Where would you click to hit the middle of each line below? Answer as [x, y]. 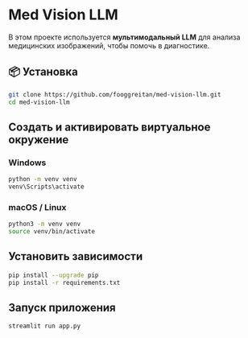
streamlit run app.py [45, 326]
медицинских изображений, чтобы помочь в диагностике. [109, 45]
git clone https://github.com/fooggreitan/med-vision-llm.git [115, 94]
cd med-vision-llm [39, 102]
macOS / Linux [37, 207]
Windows [27, 163]
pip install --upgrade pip [54, 275]
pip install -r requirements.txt [64, 282]
